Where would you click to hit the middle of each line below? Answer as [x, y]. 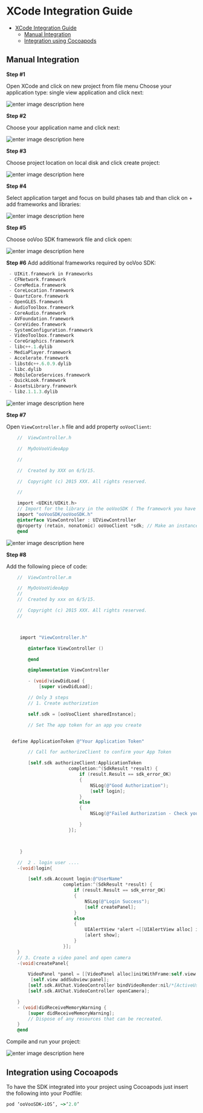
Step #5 [16, 227]
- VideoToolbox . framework [41, 336]
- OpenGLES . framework [36, 302]
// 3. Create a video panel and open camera [74, 958]
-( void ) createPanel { [43, 963]
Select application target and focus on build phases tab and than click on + [99, 198]
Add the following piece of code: [47, 566]
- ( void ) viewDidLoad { [56, 681]
